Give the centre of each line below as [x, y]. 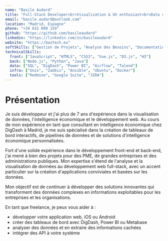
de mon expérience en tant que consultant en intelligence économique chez [83, 125]
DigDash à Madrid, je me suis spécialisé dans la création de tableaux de [79, 130]
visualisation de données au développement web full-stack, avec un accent [83, 166]
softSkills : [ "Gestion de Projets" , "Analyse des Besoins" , [69, 47]
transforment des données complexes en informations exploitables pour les [83, 192]
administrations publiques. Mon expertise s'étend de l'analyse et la [74, 161]
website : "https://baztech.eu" [38, 43]
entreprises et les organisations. [38, 197]
